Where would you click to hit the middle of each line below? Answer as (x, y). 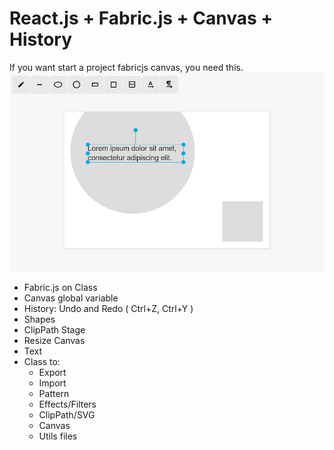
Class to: (42, 362)
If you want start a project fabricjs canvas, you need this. (126, 67)
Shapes (39, 319)
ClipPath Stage (54, 330)
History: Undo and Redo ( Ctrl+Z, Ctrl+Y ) (108, 309)
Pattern (54, 394)
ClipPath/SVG (67, 415)
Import (52, 383)
